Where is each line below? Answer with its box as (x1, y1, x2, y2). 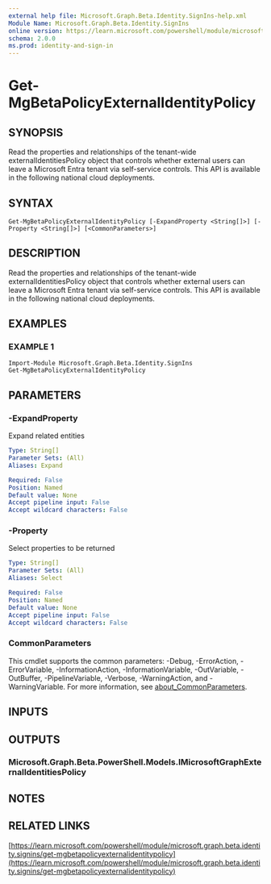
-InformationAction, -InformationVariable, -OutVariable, (56, 665, 240, 674)
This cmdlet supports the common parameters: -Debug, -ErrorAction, (8, 656, 240, 665)
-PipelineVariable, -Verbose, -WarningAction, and (44, 673, 208, 682)
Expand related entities (8, 431, 85, 440)
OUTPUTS (8, 732, 60, 746)
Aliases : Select (8, 574, 63, 582)
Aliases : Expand (8, 461, 63, 469)
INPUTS (8, 705, 48, 719)
